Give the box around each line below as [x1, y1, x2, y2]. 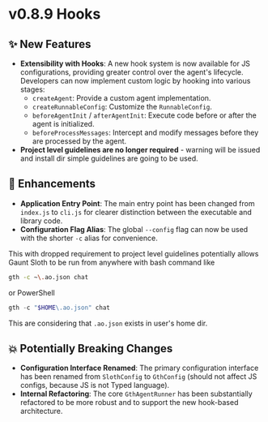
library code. [19, 216, 63, 226]
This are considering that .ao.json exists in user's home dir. [8, 318, 208, 328]
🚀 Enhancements [8, 177, 96, 191]
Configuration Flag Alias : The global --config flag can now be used [19, 224, 249, 234]
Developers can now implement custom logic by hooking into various [19, 76, 251, 85]
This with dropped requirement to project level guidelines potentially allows [8, 248, 259, 258]
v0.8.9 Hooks [8, 5, 101, 24]
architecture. [19, 407, 63, 416]
